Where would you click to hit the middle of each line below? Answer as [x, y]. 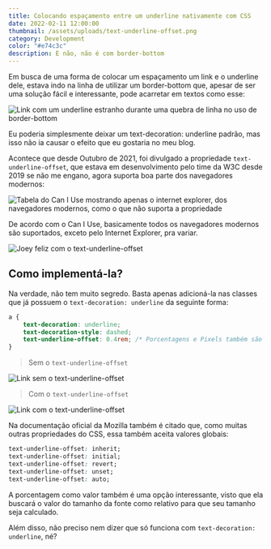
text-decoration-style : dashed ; [77, 332]
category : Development [47, 39]
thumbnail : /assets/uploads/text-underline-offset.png [103, 31]
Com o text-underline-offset [78, 394]
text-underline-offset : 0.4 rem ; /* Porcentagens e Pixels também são [143, 340]
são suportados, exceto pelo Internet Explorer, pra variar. [103, 233]
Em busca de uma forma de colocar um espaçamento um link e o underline [133, 77]
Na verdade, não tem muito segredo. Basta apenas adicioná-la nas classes [133, 294]
